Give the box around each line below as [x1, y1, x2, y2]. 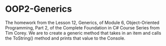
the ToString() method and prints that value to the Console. [5, 35, 125, 41]
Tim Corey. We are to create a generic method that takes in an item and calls [5, 30, 162, 36]
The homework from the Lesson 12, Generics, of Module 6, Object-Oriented [5, 20, 160, 25]
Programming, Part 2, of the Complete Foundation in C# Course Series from [5, 24, 160, 30]
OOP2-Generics [5, 3, 72, 15]
